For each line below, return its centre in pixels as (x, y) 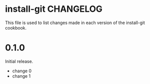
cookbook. (16, 28)
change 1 (21, 76)
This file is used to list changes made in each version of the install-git (75, 23)
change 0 (22, 71)
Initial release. (19, 61)
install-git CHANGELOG (54, 9)
